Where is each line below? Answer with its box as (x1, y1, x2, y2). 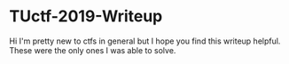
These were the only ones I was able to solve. (9, 44, 176, 55)
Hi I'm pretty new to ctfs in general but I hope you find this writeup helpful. (9, 36, 281, 46)
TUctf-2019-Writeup (9, 6, 163, 27)
